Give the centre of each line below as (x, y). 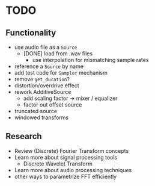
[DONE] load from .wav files (58, 54)
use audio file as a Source (46, 47)
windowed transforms (41, 117)
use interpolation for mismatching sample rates (90, 60)
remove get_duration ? (42, 79)
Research (24, 136)
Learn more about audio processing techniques (73, 170)
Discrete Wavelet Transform (58, 164)
